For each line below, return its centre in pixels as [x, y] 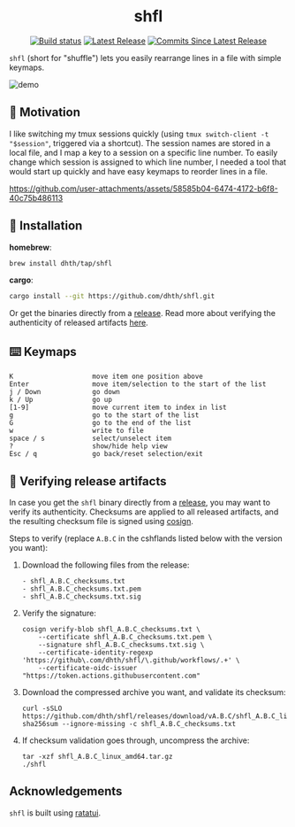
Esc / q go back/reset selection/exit [106, 454]
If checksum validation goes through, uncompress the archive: [136, 740]
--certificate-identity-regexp [96, 653]
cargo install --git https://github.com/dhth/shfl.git [112, 297]
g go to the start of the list [104, 415]
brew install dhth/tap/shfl [61, 263]
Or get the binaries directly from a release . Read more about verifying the [143, 313]
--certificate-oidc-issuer [88, 668]
